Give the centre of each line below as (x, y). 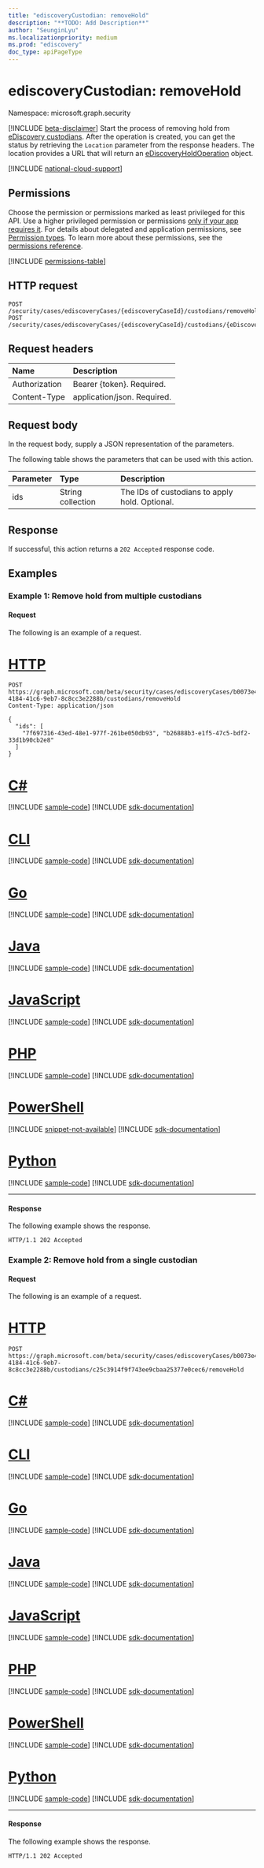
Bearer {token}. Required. (119, 385)
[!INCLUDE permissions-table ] (57, 261)
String (71, 492)
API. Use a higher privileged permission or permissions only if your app (123, 221)
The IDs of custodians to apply (177, 492)
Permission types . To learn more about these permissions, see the (115, 237)
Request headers (51, 349)
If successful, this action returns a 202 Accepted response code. (111, 549)
